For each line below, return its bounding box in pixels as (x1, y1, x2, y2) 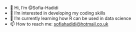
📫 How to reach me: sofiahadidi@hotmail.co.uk (9, 21, 108, 27)
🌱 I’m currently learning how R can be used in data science (9, 15, 131, 21)
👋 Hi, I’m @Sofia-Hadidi (9, 5, 58, 10)
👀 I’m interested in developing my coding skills (9, 10, 106, 16)
